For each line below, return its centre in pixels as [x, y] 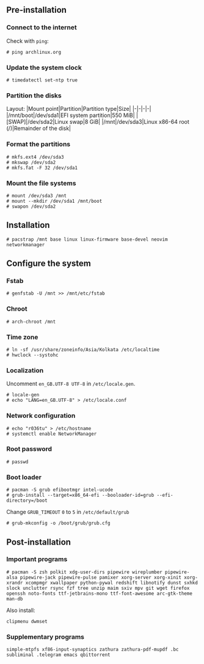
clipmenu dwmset [27, 621]
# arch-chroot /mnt [31, 322]
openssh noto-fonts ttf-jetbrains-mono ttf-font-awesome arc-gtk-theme [99, 594]
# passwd [17, 462]
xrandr [15, 583]
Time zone [22, 337]
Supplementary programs [45, 636]
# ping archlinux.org [34, 52]
